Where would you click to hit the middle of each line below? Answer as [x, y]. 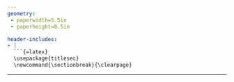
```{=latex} [31, 52]
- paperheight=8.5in [40, 26]
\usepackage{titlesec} [46, 59]
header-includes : [32, 39]
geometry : [22, 14]
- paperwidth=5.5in [39, 20]
